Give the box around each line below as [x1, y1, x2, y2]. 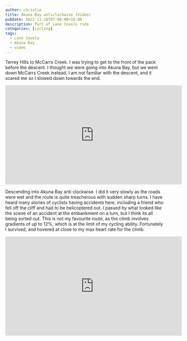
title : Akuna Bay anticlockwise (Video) [5, 12, 92, 17]
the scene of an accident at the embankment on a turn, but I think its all [5, 210, 153, 216]
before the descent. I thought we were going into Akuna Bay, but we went [5, 64, 158, 70]
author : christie [5, 7, 42, 13]
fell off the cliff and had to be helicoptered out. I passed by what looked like [5, 204, 162, 210]
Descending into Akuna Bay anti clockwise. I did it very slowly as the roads [5, 188, 160, 195]
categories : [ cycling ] [5, 26, 53, 31]
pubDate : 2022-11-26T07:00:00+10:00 [5, 17, 82, 22]
